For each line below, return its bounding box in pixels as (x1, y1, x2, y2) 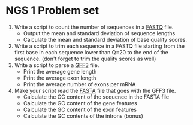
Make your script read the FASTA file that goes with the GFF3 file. (14, 87, 176, 94)
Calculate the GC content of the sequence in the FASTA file (23, 93, 169, 100)
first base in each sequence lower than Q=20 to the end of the (14, 48, 169, 56)
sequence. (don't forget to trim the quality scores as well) (14, 55, 156, 62)
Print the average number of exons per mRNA (23, 80, 136, 87)
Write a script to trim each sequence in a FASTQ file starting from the (14, 42, 185, 50)
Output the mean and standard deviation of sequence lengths (23, 29, 176, 36)
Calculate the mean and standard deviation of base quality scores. (23, 36, 187, 43)
